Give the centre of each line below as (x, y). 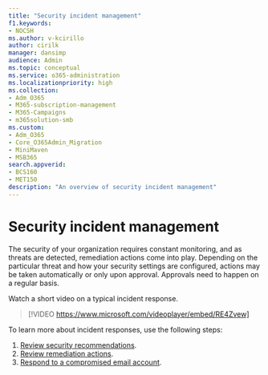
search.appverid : (37, 165)
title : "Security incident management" (75, 16)
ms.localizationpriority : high (61, 83)
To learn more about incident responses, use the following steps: (116, 329)
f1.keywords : (30, 23)
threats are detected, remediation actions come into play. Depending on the (133, 257)
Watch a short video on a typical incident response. (93, 298)
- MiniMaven (28, 150)
